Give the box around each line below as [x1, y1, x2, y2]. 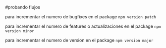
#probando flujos [5, 4, 41, 10]
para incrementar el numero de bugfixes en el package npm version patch [5, 14, 156, 19]
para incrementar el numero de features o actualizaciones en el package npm [5, 23, 161, 29]
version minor [5, 29, 35, 34]
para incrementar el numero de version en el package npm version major [5, 37, 154, 43]
